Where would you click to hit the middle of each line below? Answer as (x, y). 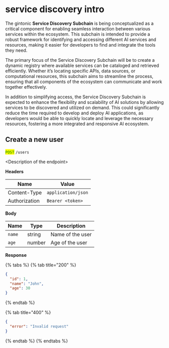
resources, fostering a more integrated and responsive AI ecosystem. (77, 124)
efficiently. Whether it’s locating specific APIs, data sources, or (70, 71)
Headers (14, 171)
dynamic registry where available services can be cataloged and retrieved (82, 65)
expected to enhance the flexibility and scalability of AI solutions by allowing (84, 102)
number (36, 243)
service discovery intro (55, 9)
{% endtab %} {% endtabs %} (37, 341)
